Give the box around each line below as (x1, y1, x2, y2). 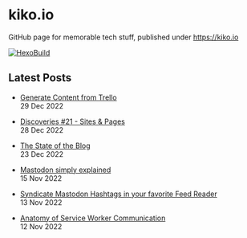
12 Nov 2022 (19, 221, 63, 231)
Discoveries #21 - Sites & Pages (19, 117, 126, 126)
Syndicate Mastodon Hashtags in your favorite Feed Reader (19, 189, 218, 199)
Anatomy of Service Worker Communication (19, 213, 166, 223)
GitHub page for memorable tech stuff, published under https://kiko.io (8, 32, 239, 42)
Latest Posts (8, 71, 72, 85)
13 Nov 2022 (19, 197, 63, 207)
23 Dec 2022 (19, 149, 64, 158)
